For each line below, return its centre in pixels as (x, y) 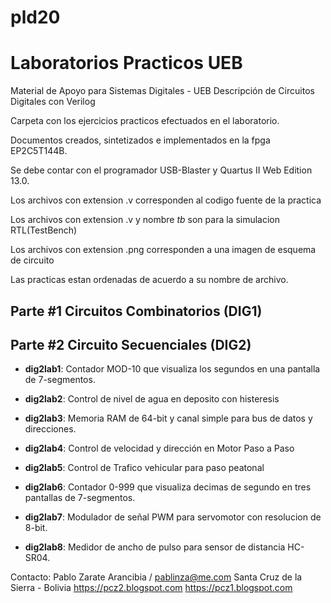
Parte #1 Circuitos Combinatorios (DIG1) (136, 311)
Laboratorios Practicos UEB (126, 63)
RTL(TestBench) (44, 230)
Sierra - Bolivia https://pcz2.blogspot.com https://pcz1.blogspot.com (151, 588)
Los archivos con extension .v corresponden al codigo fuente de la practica (166, 200)
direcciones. (50, 429)
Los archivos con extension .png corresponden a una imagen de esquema (163, 250)
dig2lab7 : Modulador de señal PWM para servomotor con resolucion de (173, 517)
